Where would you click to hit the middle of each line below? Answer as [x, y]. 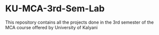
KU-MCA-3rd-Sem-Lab [55, 9]
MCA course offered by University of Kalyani [52, 27]
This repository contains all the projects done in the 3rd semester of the [79, 22]
